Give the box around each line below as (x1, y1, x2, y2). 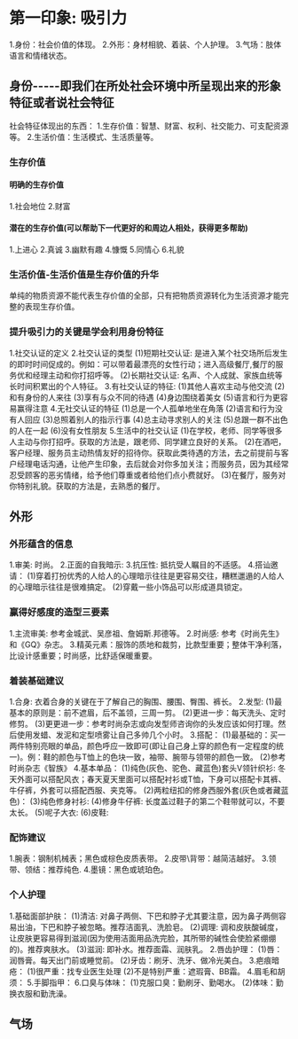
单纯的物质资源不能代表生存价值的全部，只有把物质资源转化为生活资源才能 (9, 290, 281, 301)
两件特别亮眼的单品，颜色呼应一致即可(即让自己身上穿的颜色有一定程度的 (9, 740, 277, 751)
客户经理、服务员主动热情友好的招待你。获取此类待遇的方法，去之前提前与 (9, 447, 281, 457)
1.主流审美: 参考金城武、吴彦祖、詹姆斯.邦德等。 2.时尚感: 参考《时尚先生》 (9, 628, 284, 638)
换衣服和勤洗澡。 (9, 988, 72, 998)
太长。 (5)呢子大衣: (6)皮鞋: (9, 807, 109, 817)
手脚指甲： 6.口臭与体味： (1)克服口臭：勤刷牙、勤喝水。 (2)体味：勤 (33, 977, 284, 988)
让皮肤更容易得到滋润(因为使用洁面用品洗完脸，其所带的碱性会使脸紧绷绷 (9, 933, 277, 943)
